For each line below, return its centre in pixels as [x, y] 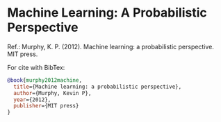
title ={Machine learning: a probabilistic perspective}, [98, 87]
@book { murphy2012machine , [44, 80]
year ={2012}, [32, 99]
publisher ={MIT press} [46, 106]
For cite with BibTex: [36, 67]
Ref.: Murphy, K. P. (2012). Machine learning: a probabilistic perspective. [110, 46]
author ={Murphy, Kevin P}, [52, 93]
